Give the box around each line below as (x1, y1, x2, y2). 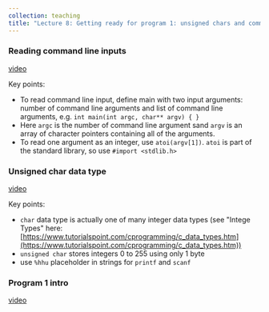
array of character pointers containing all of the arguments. (19, 129, 215, 138)
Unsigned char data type (8, 166, 106, 177)
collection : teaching (8, 11, 81, 20)
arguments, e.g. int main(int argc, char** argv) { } (19, 111, 200, 121)
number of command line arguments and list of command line (19, 103, 223, 113)
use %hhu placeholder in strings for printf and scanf (19, 258, 191, 267)
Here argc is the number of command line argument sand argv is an (19, 120, 243, 130)
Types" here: (19, 223, 63, 233)
